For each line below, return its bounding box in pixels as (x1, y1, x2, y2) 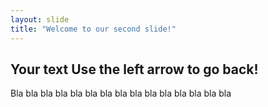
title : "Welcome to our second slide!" (10, 24, 177, 34)
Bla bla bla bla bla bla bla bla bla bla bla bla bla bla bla (10, 87, 232, 100)
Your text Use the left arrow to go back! (10, 61, 259, 78)
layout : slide (10, 14, 70, 25)
